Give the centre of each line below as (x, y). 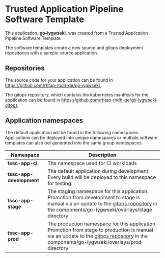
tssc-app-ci (23, 163)
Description (102, 155)
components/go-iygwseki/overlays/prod (94, 242)
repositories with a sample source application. (52, 53)
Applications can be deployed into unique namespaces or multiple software (82, 138)
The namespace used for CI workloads (92, 163)
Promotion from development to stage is (94, 197)
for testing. (60, 183)
